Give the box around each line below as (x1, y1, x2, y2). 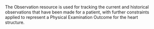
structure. (5, 19, 25, 25)
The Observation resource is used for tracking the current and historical (5, 4, 149, 10)
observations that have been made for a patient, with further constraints (5, 9, 150, 15)
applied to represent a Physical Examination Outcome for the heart (5, 14, 138, 20)
